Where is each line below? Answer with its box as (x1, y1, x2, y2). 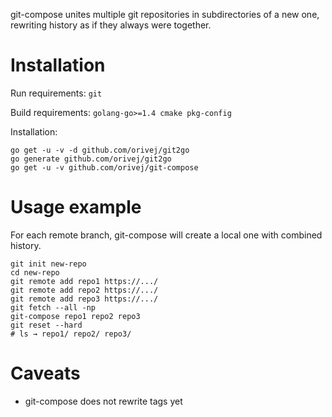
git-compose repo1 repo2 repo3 (10, 311, 141, 321)
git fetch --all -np (10, 302, 97, 313)
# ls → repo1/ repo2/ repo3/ (10, 329, 132, 339)
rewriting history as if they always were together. (10, 19, 212, 31)
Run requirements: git (10, 87, 103, 99)
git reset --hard (10, 320, 83, 330)
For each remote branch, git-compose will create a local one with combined (10, 229, 323, 241)
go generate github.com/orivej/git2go (10, 154, 172, 164)
